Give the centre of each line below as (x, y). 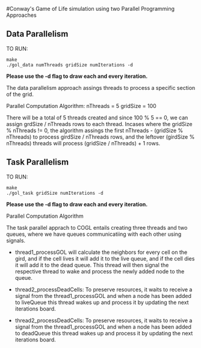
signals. (16, 240)
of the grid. (20, 94)
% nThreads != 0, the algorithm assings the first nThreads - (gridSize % (95, 130)
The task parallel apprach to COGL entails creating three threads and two (97, 227)
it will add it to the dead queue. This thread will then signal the (92, 265)
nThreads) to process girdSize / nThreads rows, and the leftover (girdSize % (100, 137)
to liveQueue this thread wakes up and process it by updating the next (102, 302)
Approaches (22, 15)
